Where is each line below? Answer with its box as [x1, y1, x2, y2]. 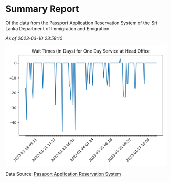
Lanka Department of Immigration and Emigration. [5, 25, 111, 31]
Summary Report [5, 3, 79, 15]
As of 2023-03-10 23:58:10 [5, 35, 63, 41]
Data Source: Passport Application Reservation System [5, 171, 121, 177]
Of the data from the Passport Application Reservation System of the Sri [5, 20, 157, 26]
